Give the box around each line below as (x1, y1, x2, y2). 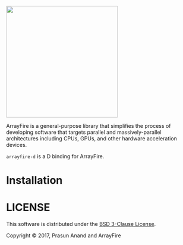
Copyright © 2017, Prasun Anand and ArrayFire (6, 232, 121, 239)
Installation (6, 174, 63, 187)
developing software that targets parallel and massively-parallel (6, 128, 162, 136)
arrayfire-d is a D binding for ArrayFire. (6, 153, 105, 160)
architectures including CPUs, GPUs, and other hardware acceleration (6, 135, 177, 142)
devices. (6, 142, 27, 148)
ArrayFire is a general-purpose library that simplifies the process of (6, 122, 171, 129)
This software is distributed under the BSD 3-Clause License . (6, 221, 156, 228)
